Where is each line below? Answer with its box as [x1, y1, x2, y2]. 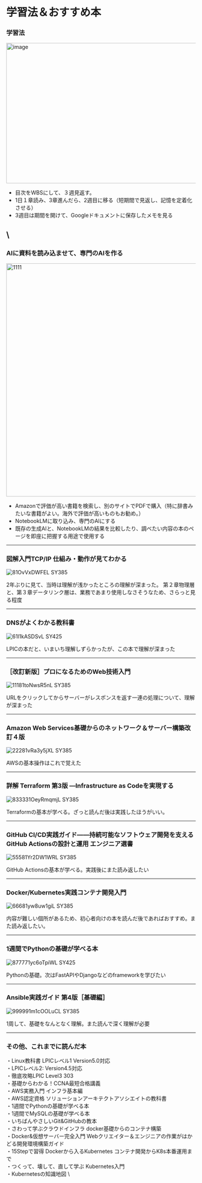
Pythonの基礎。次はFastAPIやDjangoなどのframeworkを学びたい [6, 971, 167, 978]
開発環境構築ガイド [16, 1140, 64, 1147]
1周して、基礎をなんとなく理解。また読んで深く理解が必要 [6, 1020, 150, 1027]
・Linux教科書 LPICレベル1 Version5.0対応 [6, 1057, 111, 1065]
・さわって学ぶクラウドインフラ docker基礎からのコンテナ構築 [6, 1125, 162, 1132]
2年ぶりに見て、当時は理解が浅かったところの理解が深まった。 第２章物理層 [6, 581, 195, 589]
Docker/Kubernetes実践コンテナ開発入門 [6, 888, 127, 897]
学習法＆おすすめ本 [6, 5, 102, 19]
